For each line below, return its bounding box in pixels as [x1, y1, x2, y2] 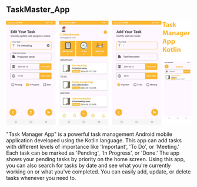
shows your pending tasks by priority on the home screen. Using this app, [6, 156, 185, 163]
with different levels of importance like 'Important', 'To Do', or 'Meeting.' [6, 143, 180, 151]
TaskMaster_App [6, 5, 70, 15]
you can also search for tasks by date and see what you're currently [6, 162, 171, 169]
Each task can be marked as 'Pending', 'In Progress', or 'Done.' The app [6, 149, 180, 156]
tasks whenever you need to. [6, 175, 76, 182]
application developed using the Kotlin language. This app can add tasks [6, 137, 182, 144]
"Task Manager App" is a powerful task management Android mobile [6, 131, 172, 138]
